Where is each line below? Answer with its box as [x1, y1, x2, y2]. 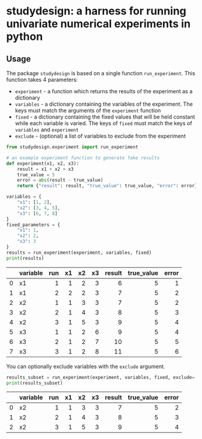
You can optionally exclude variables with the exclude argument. [6, 363, 165, 370]
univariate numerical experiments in [6, 17, 191, 31]
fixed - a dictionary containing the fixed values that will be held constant [14, 113, 195, 120]
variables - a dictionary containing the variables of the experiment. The [14, 100, 194, 108]
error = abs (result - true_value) [17, 177, 103, 183]
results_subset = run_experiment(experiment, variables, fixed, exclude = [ [6, 374, 198, 380]
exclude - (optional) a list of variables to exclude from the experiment [14, 132, 186, 140]
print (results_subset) [6, 380, 63, 386]
